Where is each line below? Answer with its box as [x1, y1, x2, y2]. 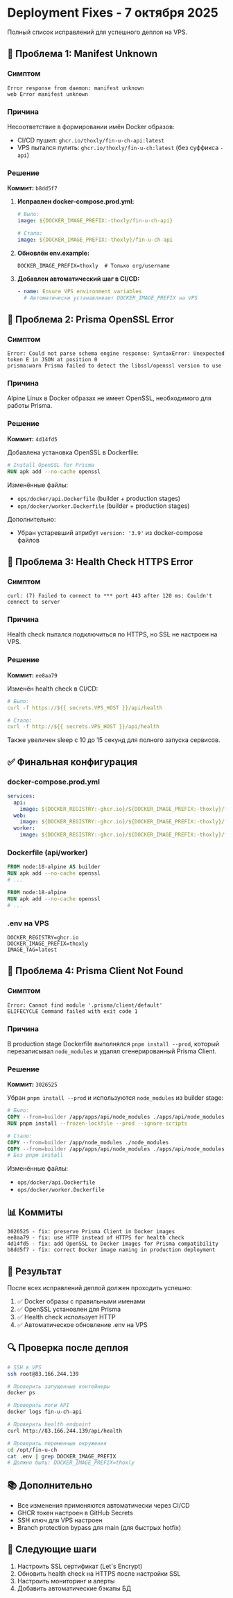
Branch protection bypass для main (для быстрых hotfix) [17, 1524, 182, 1532]
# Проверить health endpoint [7, 1421, 92, 1428]
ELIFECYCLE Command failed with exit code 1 [7, 1007, 138, 1015]
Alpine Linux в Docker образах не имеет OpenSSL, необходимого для [7, 394, 212, 402]
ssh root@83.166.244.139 [7, 1370, 79, 1377]
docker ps [7, 1390, 36, 1397]
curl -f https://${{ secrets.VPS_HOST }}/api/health [7, 704, 163, 711]
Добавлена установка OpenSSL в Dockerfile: [7, 448, 139, 456]
